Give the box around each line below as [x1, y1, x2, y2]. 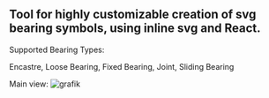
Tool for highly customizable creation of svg [9, 7, 257, 22]
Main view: [9, 79, 49, 89]
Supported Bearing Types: [9, 44, 105, 55]
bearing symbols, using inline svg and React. [9, 21, 262, 36]
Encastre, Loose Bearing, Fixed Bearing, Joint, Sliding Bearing [9, 61, 235, 72]
